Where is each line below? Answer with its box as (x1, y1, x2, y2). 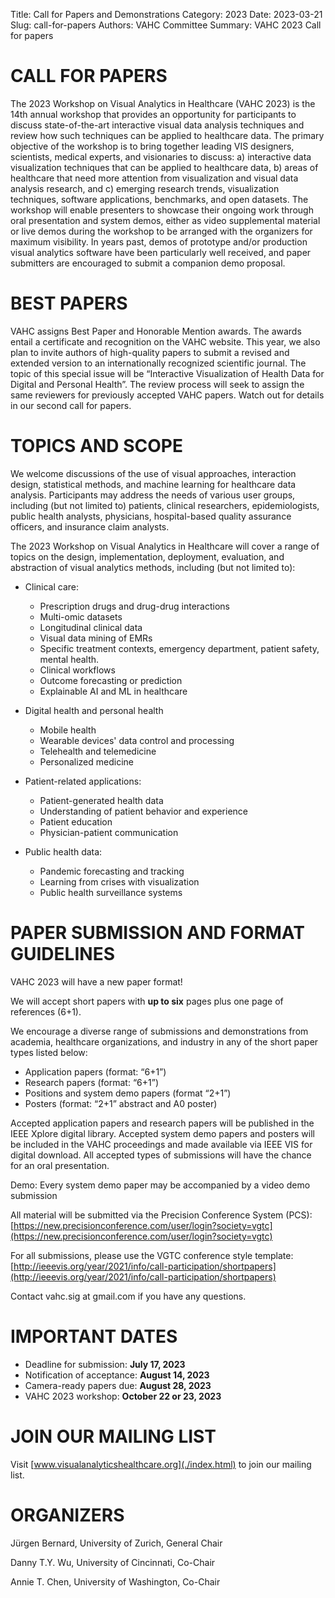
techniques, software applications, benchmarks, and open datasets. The (10, 193, 309, 205)
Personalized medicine (39, 755, 134, 768)
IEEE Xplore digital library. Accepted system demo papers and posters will (10, 1127, 315, 1139)
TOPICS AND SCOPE (10, 435, 183, 458)
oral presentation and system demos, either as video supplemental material (10, 214, 321, 226)
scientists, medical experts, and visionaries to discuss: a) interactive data (10, 150, 312, 163)
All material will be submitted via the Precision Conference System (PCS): (10, 1209, 313, 1221)
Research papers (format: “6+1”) (24, 1076, 159, 1088)
